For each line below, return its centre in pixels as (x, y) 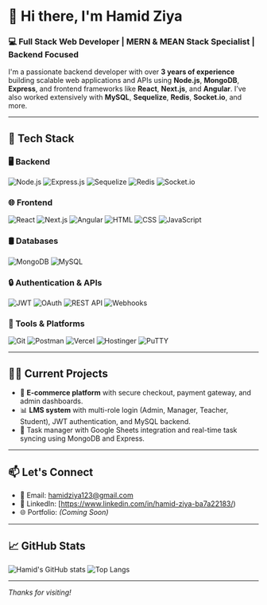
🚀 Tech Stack (41, 138)
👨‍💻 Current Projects (58, 373)
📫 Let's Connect (51, 472)
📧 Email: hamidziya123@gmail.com (76, 495)
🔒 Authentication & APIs (55, 282)
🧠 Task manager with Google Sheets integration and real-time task (128, 430)
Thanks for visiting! (40, 592)
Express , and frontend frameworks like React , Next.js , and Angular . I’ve (127, 89)
